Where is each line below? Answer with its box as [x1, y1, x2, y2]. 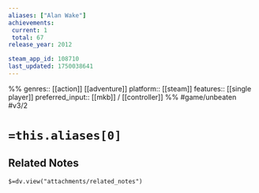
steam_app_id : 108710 [8, 55, 80, 63]
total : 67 [11, 33, 44, 42]
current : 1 [11, 26, 47, 34]
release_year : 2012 [8, 41, 73, 49]
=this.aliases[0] [8, 128, 122, 143]
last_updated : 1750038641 [8, 62, 93, 71]
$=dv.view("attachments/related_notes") [8, 177, 144, 185]
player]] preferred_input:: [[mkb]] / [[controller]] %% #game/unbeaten [8, 92, 237, 102]
